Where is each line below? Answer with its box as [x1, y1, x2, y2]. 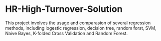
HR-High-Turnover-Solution [5, 3, 123, 15]
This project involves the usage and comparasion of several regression [5, 20, 151, 26]
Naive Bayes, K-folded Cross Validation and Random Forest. [5, 30, 128, 36]
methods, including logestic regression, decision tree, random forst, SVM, [5, 25, 157, 31]
